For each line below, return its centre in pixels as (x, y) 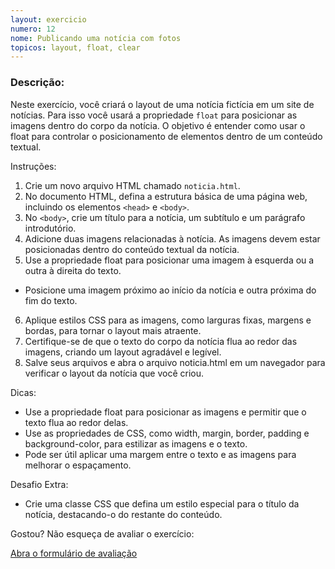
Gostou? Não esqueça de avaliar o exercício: (102, 533)
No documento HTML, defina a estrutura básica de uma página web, (166, 196)
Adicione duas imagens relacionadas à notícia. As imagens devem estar (172, 238)
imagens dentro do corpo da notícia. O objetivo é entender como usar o (158, 125)
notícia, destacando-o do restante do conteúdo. (123, 514)
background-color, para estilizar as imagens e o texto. (136, 443)
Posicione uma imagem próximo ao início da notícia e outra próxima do (170, 290)
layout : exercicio (48, 19)
